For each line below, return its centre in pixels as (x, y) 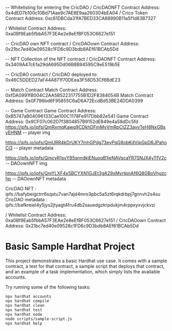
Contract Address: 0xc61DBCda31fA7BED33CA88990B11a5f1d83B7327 (81, 18)
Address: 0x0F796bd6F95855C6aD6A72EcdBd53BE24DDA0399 (74, 101)
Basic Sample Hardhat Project (70, 247)
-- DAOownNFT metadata (39, 179)
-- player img (36, 132)
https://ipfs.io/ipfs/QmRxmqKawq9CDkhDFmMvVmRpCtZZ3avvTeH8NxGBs (85, 127)
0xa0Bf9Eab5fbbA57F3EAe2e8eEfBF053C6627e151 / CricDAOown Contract (85, 220)
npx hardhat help (24, 323)
